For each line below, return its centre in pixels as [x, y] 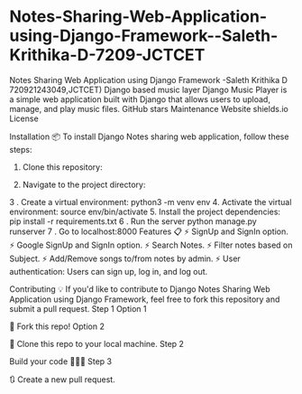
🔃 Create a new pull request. [62, 379]
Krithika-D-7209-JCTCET [107, 55]
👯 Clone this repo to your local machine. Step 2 [97, 343]
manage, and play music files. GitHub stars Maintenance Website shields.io [149, 108]
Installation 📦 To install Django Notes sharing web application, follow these [149, 136]
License [24, 118]
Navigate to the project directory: [84, 184]
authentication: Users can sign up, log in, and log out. [109, 271]
